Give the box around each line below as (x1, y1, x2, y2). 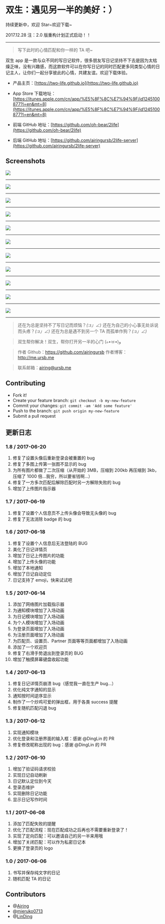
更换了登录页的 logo (12, 845, 53, 851)
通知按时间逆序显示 (12, 693, 52, 699)
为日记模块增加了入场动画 (12, 614, 65, 619)
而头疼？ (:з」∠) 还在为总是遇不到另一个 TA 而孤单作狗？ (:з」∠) (17, 328, 147, 334)
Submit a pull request (12, 413, 56, 419)
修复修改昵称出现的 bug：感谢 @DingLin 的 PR (12, 741, 107, 747)
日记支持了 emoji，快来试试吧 (12, 577, 72, 583)
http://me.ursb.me (17, 355, 54, 360)
